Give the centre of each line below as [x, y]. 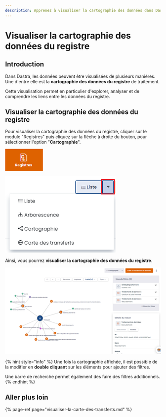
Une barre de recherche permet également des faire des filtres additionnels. [83, 377]
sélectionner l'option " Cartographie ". [43, 142]
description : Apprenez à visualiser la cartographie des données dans [79, 10]
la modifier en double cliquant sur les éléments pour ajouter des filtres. [78, 367]
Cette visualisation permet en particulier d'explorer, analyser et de [72, 91]
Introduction [25, 64]
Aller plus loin [27, 397]
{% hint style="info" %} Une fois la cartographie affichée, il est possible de [81, 362]
